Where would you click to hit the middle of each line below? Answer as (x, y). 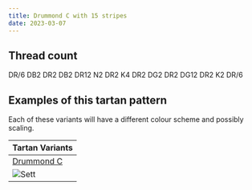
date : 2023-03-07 (37, 23)
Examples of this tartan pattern (87, 100)
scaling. (21, 128)
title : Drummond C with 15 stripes (68, 16)
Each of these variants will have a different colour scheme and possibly (126, 119)
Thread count (43, 56)
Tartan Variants (43, 148)
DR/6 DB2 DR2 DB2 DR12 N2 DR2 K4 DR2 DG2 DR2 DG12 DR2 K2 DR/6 (126, 75)
